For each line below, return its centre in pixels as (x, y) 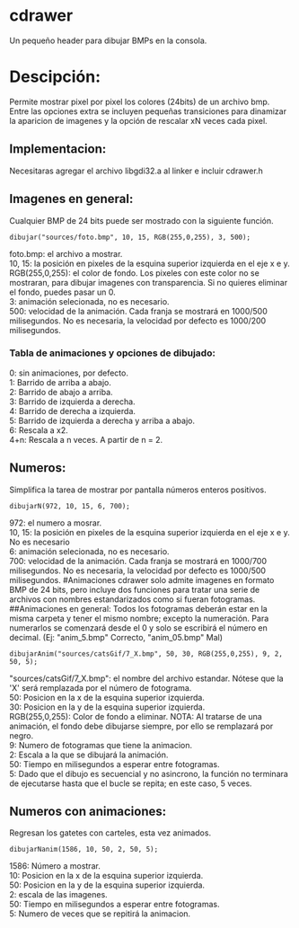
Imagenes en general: (71, 199)
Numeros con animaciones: (88, 811)
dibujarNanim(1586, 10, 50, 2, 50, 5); (84, 850)
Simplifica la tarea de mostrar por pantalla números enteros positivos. (138, 490)
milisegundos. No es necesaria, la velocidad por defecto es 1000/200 (138, 321)
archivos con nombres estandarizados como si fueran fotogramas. (132, 599)
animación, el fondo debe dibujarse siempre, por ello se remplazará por (141, 726)
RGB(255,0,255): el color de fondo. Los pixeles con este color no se (135, 273)
